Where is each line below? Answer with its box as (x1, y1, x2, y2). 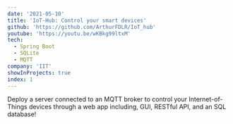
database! (7, 110, 37, 118)
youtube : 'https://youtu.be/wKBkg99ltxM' (7, 30, 131, 37)
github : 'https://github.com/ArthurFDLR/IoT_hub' (7, 23, 157, 30)
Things (7, 103, 28, 111)
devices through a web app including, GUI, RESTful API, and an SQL (28, 103, 227, 111)
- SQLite (13, 50, 40, 57)
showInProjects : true (7, 69, 71, 76)
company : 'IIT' (7, 63, 52, 70)
